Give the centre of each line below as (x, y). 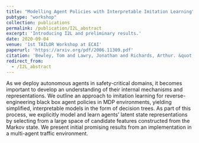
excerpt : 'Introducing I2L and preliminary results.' (74, 34)
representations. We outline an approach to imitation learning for (85, 96)
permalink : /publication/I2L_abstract (54, 28)
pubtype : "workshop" (32, 17)
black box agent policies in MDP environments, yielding (104, 102)
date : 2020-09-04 (28, 39)
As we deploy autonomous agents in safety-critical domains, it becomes (94, 83)
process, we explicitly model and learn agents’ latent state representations (97, 115)
